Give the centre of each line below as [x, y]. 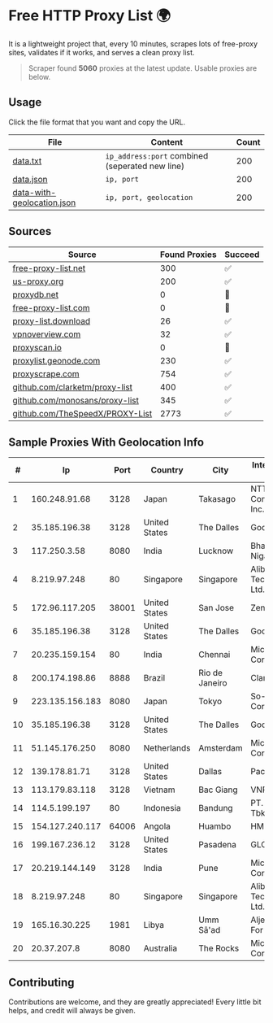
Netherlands [167, 748]
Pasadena [218, 845]
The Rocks [219, 948]
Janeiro [213, 683]
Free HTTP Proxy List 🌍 [90, 16]
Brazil [154, 678]
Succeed [242, 255]
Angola [157, 826]
